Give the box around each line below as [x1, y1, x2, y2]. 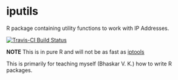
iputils [6, 4, 38, 18]
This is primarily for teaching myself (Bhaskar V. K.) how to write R [6, 60, 172, 67]
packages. [6, 66, 33, 74]
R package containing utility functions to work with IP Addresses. [6, 24, 169, 32]
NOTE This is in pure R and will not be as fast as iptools [6, 48, 145, 56]
